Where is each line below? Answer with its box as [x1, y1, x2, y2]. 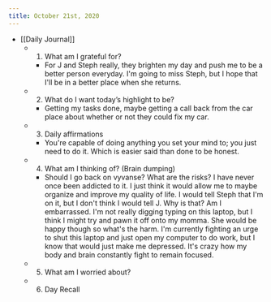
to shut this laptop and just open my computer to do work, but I [44, 232, 256, 242]
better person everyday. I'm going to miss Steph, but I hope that [44, 68, 258, 78]
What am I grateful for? [44, 51, 122, 61]
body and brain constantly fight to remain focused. [44, 249, 214, 260]
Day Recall [44, 284, 80, 294]
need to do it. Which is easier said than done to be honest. [44, 146, 239, 156]
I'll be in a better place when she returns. [44, 77, 182, 87]
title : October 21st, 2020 [8, 11, 100, 20]
